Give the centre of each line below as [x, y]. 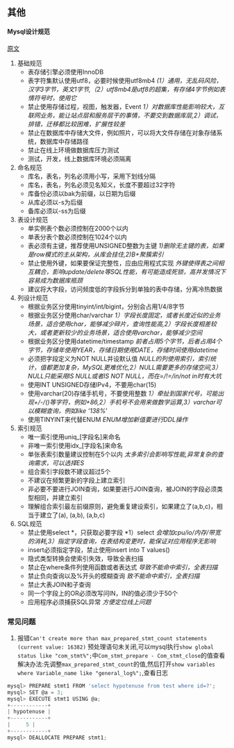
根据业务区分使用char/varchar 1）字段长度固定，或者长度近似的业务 [124, 315]
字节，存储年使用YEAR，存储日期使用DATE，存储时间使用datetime [123, 350]
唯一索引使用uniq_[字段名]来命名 [74, 437]
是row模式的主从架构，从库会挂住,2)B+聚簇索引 [96, 254]
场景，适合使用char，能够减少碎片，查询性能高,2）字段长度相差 [119, 324]
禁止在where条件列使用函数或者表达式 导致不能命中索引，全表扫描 [123, 567]
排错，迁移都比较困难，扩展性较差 [76, 124]
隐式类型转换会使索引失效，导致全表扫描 [85, 558]
